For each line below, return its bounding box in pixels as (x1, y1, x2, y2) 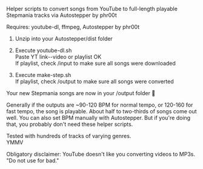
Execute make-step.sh (15, 71, 72, 78)
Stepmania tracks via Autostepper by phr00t (6, 12, 117, 19)
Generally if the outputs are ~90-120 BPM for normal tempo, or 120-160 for (6, 101, 193, 108)
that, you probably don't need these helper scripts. (6, 121, 133, 128)
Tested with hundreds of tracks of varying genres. (6, 133, 131, 139)
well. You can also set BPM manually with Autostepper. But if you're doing (6, 114, 191, 121)
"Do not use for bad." (6, 157, 59, 164)
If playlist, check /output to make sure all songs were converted (15, 78, 174, 85)
